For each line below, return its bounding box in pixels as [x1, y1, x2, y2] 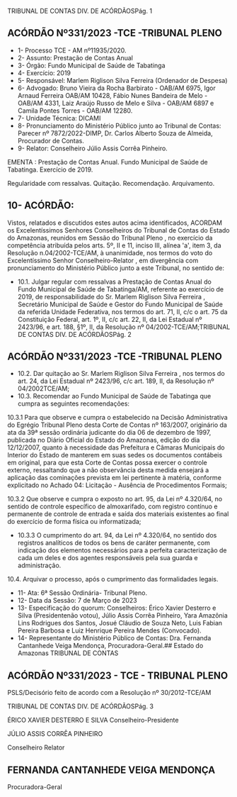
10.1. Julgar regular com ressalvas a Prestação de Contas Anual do [17, 277, 212, 286]
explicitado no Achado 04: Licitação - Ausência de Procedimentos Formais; [7, 481, 228, 489]
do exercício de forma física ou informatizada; [7, 518, 141, 526]
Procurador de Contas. [17, 136, 85, 145]
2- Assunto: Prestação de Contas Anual [17, 53, 133, 62]
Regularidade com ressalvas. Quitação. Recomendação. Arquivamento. [7, 179, 215, 187]
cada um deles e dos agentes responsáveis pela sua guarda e [17, 554, 198, 562]
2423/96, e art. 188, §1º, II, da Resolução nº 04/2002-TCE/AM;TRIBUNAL [17, 323, 231, 331]
